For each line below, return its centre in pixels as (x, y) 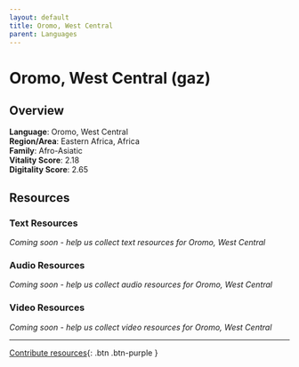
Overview (37, 111)
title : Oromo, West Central (61, 26)
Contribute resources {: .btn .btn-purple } (84, 353)
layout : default (39, 17)
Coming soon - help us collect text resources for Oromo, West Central (137, 243)
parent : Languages (43, 34)
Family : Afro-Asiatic (46, 151)
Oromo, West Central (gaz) (110, 78)
